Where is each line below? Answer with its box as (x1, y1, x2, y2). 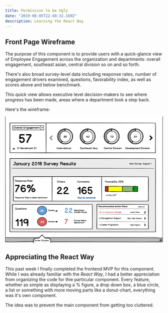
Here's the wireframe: (5, 106, 50, 112)
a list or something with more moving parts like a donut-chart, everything (5, 287, 155, 293)
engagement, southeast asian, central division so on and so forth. (5, 61, 140, 67)
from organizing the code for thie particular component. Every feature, (5, 277, 150, 283)
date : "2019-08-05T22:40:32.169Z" (5, 13, 77, 18)
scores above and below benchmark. (5, 82, 81, 88)
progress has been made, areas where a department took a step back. (5, 97, 150, 103)
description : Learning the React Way (5, 18, 84, 23)
